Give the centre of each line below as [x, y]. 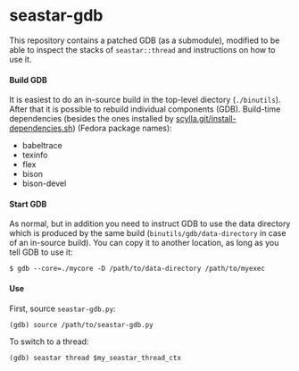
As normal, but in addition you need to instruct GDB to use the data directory [150, 223]
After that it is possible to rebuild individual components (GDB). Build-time [145, 109]
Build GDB [28, 80]
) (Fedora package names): [122, 128]
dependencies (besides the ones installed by [91, 119]
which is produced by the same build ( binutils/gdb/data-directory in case [148, 233]
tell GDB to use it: [41, 252]
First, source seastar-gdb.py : [62, 308]
